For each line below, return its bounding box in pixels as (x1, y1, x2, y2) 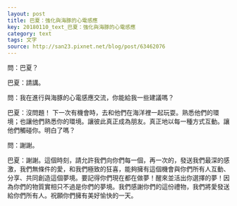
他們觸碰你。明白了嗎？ (7, 126, 75, 134)
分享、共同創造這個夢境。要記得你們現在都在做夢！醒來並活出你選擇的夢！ (7, 174, 224, 182)
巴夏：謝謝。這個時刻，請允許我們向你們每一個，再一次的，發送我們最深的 (7, 156, 224, 164)
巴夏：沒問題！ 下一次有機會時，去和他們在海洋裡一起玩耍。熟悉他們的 (7, 109, 213, 116)
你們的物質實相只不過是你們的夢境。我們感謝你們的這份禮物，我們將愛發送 (13, 183, 230, 190)
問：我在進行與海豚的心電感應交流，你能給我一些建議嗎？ (7, 93, 174, 102)
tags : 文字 (7, 37, 37, 44)
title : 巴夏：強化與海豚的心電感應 (7, 17, 98, 24)
